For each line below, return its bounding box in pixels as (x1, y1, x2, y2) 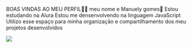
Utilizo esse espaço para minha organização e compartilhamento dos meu (6, 18, 187, 25)
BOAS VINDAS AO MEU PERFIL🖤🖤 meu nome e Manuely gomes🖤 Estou (6, 6, 178, 12)
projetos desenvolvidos (6, 24, 63, 31)
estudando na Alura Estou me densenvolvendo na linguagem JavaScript (6, 12, 181, 19)
